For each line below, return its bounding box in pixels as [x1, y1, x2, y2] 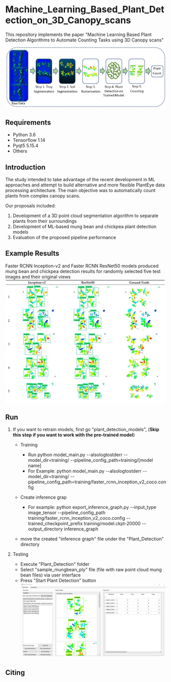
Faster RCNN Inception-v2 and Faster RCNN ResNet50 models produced [5, 263, 159, 269]
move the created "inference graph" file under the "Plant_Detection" [20, 536, 164, 542]
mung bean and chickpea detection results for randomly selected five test [5, 268, 161, 274]
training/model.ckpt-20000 [83, 521, 141, 527]
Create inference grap [20, 494, 67, 500]
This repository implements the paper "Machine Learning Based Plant [5, 31, 152, 37]
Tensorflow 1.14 [12, 137, 45, 143]
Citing [5, 668, 25, 677]
